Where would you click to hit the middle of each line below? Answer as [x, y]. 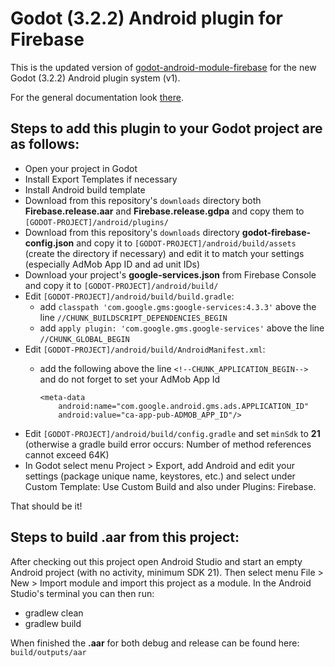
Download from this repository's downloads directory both [143, 200]
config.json [49, 243]
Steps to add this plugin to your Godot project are [166, 128]
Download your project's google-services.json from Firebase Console [170, 274]
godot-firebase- [276, 232]
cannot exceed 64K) [67, 454]
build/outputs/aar [48, 652]
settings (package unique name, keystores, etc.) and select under [160, 476]
